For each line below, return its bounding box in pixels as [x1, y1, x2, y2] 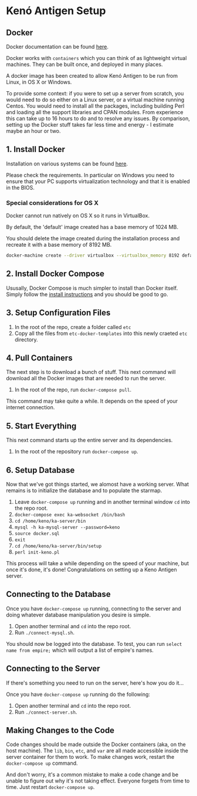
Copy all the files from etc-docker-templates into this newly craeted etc [14, 330, 188, 337]
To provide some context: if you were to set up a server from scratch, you [6, 90, 184, 97]
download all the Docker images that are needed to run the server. [6, 375, 166, 382]
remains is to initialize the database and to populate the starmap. [6, 487, 162, 494]
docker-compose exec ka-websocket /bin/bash [14, 512, 125, 518]
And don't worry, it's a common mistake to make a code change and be [6, 771, 179, 778]
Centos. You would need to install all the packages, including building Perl [6, 102, 185, 110]
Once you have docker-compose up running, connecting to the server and [6, 605, 182, 612]
